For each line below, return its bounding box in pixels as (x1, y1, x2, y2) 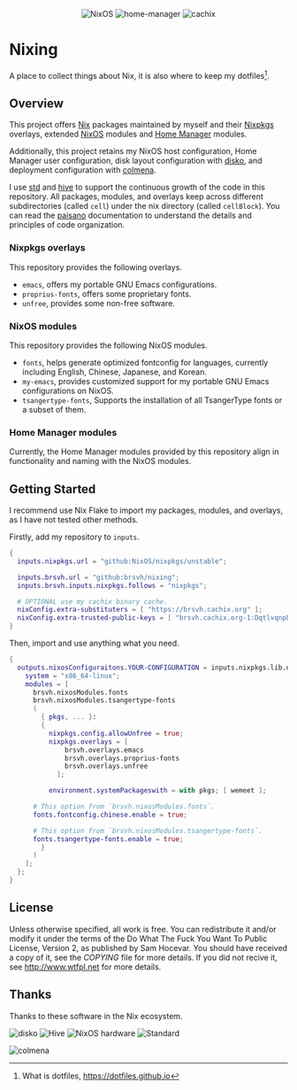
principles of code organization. (9, 220, 126, 230)
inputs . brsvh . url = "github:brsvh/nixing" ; (17, 573, 179, 582)
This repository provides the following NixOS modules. (9, 340, 208, 351)
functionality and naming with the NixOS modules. (9, 456, 192, 467)
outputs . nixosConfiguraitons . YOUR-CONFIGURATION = (17, 663, 208, 672)
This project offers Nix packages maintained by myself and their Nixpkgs (9, 120, 274, 130)
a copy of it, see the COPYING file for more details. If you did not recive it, (9, 952, 278, 962)
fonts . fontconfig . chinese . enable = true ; (32, 810, 188, 819)
